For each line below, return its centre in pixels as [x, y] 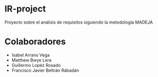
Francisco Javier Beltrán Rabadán [45, 70]
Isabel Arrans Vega [31, 55]
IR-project [25, 9]
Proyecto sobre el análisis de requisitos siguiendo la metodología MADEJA [79, 22]
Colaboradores [35, 42]
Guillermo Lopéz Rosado [36, 65]
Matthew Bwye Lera [32, 60]
